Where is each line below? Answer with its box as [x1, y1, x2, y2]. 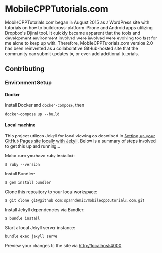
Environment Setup [5, 79, 52, 86]
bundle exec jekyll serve [5, 234, 57, 239]
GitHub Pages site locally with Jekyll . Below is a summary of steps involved [5, 138, 156, 144]
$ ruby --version [5, 162, 40, 167]
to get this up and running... [5, 143, 61, 149]
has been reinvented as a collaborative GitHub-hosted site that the [5, 45, 139, 51]
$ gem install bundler [5, 180, 51, 185]
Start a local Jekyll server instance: [5, 224, 75, 230]
